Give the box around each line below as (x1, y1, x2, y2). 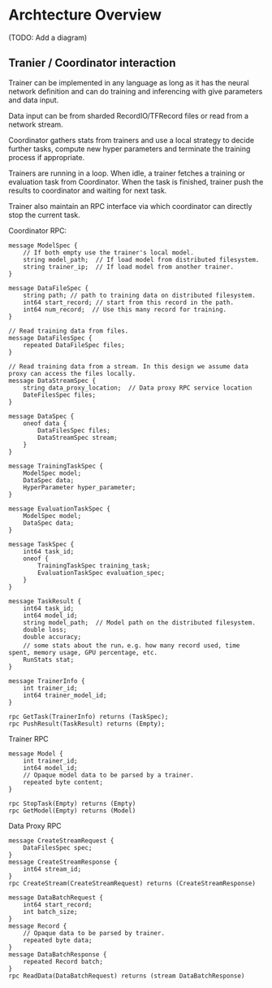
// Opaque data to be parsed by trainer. (23, 929, 165, 937)
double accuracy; (23, 633, 82, 641)
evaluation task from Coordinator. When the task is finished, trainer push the (8, 176, 264, 186)
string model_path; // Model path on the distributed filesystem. (23, 618, 256, 627)
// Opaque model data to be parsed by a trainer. (23, 771, 195, 779)
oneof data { (23, 419, 67, 428)
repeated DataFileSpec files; (23, 341, 126, 349)
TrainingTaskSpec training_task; (37, 561, 151, 570)
